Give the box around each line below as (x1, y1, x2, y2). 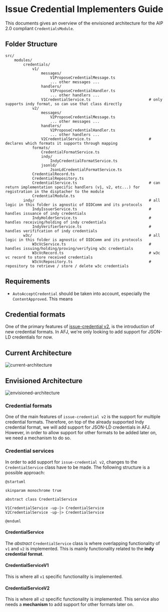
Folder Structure (5, 40, 58, 49)
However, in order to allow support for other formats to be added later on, (5, 430, 157, 436)
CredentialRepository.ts (32, 176, 84, 181)
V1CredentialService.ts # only (41, 97, 163, 102)
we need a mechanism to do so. (5, 435, 71, 441)
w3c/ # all (23, 233, 160, 238)
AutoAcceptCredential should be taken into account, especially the (12, 290, 150, 296)
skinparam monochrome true (5, 488, 62, 493)
